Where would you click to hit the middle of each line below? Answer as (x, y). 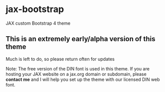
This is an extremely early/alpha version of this (80, 39)
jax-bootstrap (35, 9)
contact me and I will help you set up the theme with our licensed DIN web (83, 79)
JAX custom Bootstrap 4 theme (38, 23)
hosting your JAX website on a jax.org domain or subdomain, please (76, 74)
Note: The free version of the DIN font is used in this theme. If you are (78, 68)
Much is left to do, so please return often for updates (60, 59)
